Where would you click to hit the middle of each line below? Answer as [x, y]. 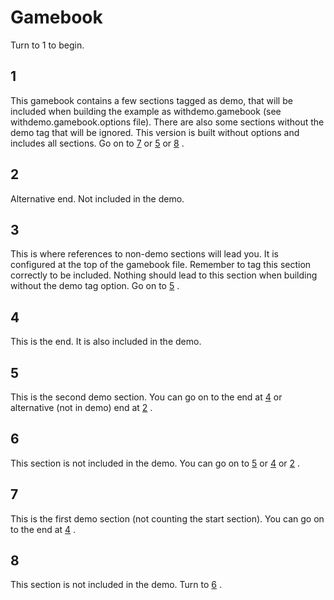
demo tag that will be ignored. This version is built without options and [155, 132]
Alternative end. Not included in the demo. [97, 198]
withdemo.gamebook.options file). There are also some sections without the [167, 122]
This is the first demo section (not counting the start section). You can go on [167, 518]
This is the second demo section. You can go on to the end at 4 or [146, 397]
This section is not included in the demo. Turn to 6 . [116, 585]
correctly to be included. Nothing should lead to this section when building [164, 275]
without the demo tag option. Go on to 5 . [95, 286]
